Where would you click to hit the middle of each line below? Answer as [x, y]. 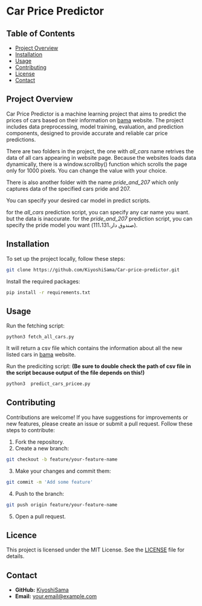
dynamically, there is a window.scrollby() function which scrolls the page [97, 164]
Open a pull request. [41, 516]
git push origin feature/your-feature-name [62, 505]
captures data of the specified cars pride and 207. [69, 188]
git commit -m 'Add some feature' [50, 482]
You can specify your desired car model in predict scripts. [78, 200]
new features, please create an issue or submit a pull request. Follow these [99, 423]
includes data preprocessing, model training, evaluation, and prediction [95, 127]
